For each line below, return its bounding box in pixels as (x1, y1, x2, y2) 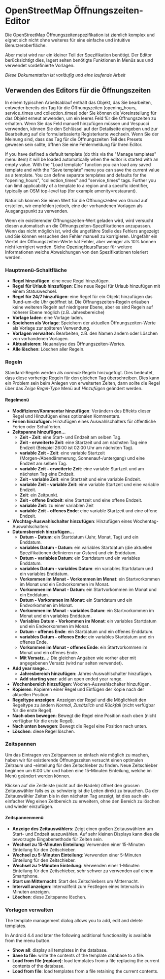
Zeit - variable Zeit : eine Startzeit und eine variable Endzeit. (19, 476, 141, 482)
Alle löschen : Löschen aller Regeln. (12, 346, 85, 352)
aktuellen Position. (12, 691, 50, 697)
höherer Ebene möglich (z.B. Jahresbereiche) (12, 310, 105, 315)
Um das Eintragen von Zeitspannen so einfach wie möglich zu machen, (5, 752, 149, 757)
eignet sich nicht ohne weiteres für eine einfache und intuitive (5, 37, 131, 43)
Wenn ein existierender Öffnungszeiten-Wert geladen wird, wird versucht (5, 218, 154, 223)
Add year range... (12, 665, 49, 671)
